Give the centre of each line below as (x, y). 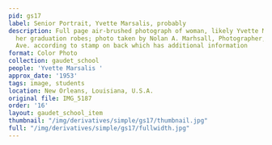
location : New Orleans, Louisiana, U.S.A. (81, 91)
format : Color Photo (43, 53)
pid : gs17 (25, 16)
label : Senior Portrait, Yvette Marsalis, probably (97, 23)
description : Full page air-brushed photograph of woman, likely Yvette (134, 31)
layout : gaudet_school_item (56, 114)
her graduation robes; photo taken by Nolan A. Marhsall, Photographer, (141, 38)
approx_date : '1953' (43, 76)
